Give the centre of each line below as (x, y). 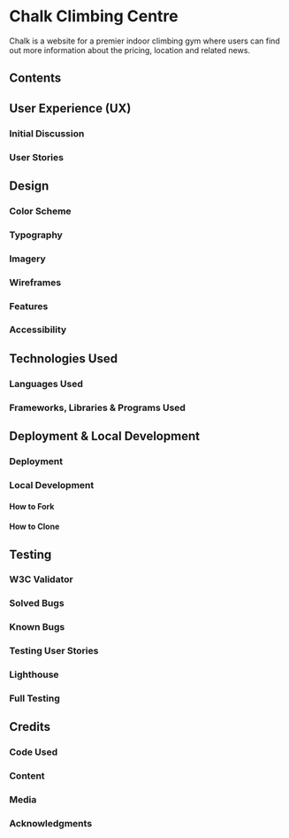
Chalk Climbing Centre (94, 16)
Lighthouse (34, 675)
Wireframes (35, 283)
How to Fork (32, 506)
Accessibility (38, 330)
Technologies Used (63, 358)
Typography (36, 235)
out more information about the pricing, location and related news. (129, 50)
